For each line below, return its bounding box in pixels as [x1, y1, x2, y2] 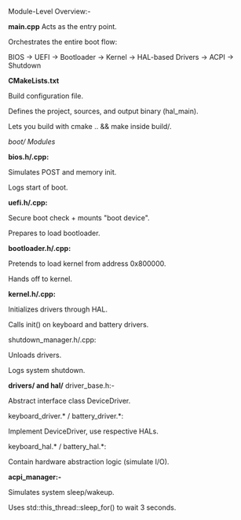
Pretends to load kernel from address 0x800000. [8, 259, 166, 268]
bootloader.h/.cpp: [8, 244, 71, 253]
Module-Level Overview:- [8, 7, 91, 16]
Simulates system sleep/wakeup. [8, 488, 115, 496]
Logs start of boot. [8, 183, 68, 192]
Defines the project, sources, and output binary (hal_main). [8, 106, 199, 116]
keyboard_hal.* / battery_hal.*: [8, 442, 107, 451]
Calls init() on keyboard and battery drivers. [8, 320, 149, 329]
